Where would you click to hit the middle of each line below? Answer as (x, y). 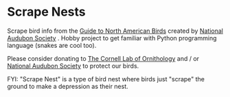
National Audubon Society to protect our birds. (73, 66)
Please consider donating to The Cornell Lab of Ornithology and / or (103, 58)
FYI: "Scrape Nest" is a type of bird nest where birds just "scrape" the (106, 79)
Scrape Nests (46, 12)
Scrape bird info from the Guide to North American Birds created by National (115, 31)
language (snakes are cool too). (52, 45)
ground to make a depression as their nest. (68, 86)
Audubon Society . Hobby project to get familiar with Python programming (112, 38)
